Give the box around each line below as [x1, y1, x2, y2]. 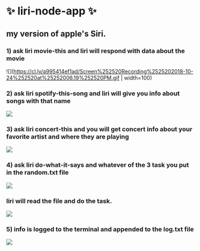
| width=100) [121, 74, 152, 81]
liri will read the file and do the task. [6, 197, 112, 205]
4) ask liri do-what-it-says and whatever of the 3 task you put [6, 161, 189, 169]
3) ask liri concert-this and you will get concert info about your [6, 125, 193, 134]
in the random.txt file [6, 169, 69, 177]
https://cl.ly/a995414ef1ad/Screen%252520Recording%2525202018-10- [13, 67, 194, 75]
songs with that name [6, 96, 71, 105]
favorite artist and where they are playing [6, 132, 129, 141]
